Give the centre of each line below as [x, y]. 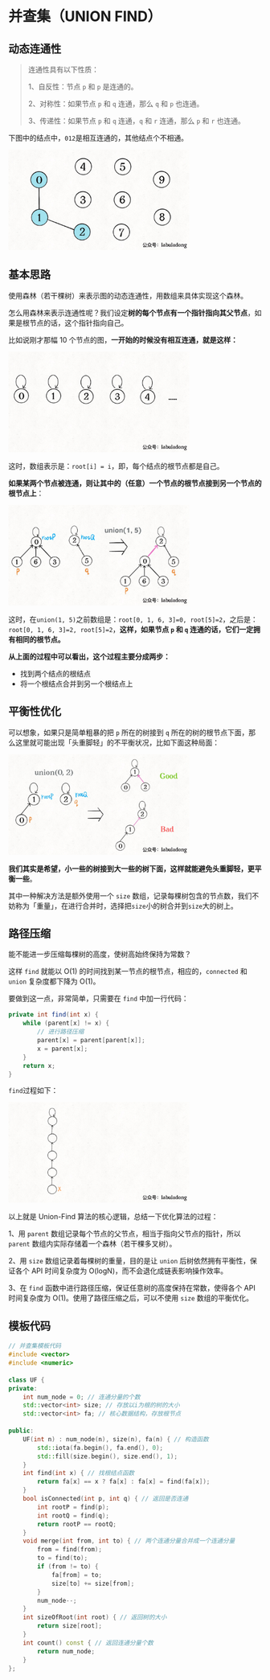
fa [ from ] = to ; [77, 1575]
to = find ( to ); [63, 1558]
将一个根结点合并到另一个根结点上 [76, 684]
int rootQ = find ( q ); [74, 1516]
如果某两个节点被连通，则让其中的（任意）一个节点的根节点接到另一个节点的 [135, 483]
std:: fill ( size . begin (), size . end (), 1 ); [108, 1456]
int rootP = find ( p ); [74, 1507]
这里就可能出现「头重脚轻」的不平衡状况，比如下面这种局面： [117, 742]
